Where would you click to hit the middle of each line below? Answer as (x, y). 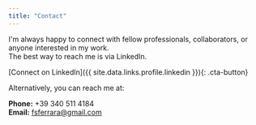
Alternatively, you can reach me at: (66, 88)
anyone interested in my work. (59, 47)
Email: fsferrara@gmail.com (55, 112)
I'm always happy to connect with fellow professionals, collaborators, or (128, 39)
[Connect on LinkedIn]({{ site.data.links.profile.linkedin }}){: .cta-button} (128, 72)
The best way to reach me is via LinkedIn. (78, 56)
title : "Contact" (38, 16)
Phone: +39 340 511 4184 (51, 103)
